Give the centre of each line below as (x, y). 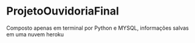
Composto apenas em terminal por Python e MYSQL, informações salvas (98, 28)
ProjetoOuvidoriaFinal (63, 11)
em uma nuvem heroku (35, 34)
